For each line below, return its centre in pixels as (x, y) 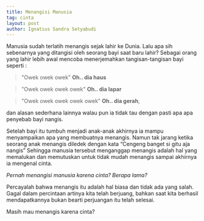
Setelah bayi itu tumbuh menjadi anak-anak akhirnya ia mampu (85, 131)
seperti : (17, 66)
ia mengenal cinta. (30, 163)
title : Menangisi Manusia (39, 12)
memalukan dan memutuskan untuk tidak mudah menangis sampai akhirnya (101, 157)
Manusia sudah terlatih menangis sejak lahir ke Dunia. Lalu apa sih (90, 46)
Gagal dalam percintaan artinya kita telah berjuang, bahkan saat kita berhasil (102, 194)
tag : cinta (20, 18)
